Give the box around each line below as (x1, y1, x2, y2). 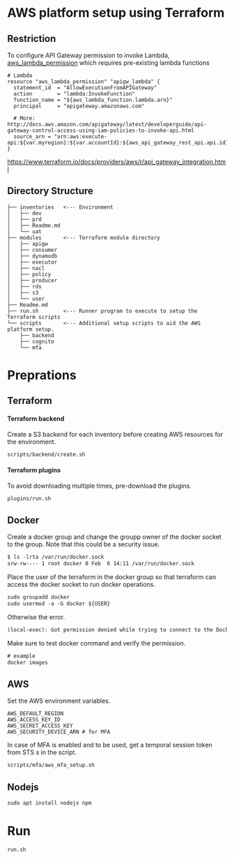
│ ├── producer (7, 277, 58, 284)
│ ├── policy (7, 271, 52, 278)
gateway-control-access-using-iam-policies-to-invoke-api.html (7, 127, 195, 134)
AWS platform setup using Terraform (7, 5, 225, 21)
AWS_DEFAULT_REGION (7, 710, 64, 717)
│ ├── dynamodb (7, 253, 58, 260)
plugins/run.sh (7, 495, 52, 502)
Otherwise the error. (7, 613, 65, 621)
